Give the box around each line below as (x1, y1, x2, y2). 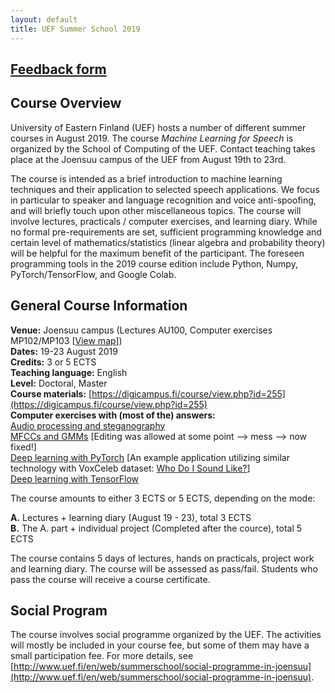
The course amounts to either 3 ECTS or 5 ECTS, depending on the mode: (10, 492, 316, 504)
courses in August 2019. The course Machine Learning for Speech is (10, 132, 294, 144)
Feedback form (10, 61, 107, 78)
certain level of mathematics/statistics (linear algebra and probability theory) (10, 236, 326, 248)
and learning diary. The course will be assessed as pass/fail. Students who (10, 562, 318, 575)
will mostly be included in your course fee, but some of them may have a (10, 639, 310, 651)
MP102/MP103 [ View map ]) (10, 334, 123, 346)
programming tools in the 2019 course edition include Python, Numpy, (10, 257, 298, 270)
